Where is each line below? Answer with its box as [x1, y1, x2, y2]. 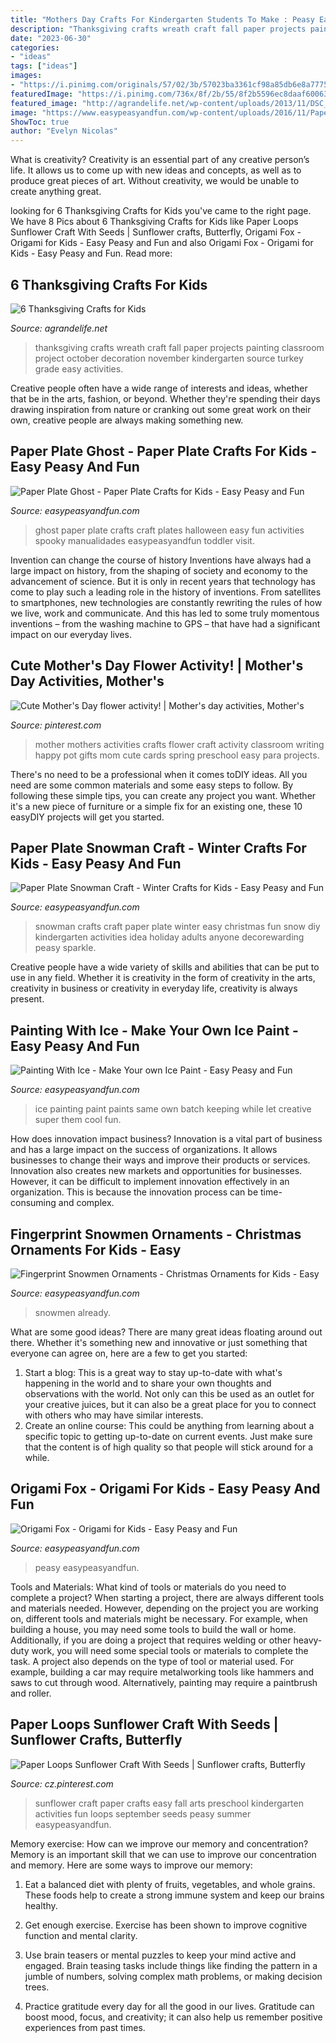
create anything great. [10, 186, 102, 198]
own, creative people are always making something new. [10, 414, 244, 426]
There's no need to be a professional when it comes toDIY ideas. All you [10, 768, 308, 780]
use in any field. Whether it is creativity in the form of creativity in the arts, [10, 972, 316, 984]
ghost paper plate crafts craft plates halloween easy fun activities [34, 524, 305, 536]
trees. [24, 1981, 50, 1993]
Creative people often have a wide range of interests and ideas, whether [10, 382, 308, 394]
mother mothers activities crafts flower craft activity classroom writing [34, 738, 325, 750]
